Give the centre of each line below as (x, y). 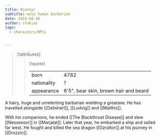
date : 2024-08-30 (23, 18)
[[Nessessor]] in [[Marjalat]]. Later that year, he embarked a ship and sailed (80, 122)
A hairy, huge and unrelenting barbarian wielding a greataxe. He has (73, 103)
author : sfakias (21, 23)
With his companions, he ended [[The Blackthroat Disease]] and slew (74, 117)
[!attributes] (29, 54)
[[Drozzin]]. (16, 133)
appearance (45, 91)
